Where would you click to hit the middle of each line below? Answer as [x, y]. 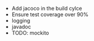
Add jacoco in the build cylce [47, 8]
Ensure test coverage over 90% [50, 14]
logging [21, 20]
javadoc [21, 27]
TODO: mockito [30, 33]
